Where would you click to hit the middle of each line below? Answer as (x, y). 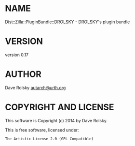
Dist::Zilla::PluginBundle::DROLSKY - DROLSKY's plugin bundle (67, 22)
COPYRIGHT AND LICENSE (60, 107)
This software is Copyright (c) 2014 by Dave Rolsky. (56, 120)
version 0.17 (17, 55)
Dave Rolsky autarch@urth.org (35, 88)
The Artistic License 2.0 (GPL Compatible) (49, 139)
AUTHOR (23, 74)
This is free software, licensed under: (42, 130)
